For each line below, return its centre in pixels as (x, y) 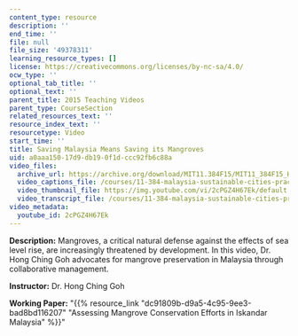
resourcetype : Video (47, 133)
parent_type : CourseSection (61, 108)
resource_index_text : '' (55, 125)
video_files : (33, 166)
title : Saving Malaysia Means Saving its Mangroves (106, 149)
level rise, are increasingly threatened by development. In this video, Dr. (140, 250)
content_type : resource (53, 17)
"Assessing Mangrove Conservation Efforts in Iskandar (168, 312)
